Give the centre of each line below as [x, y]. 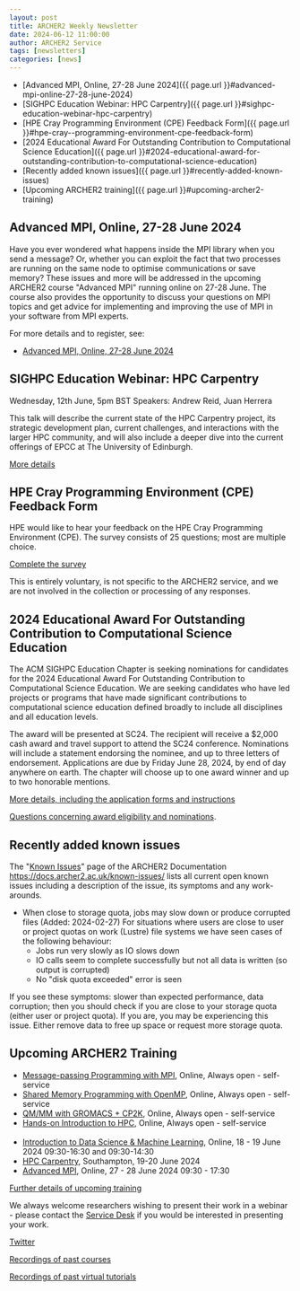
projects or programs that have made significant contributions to [128, 698]
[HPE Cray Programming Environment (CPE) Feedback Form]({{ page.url [156, 123]
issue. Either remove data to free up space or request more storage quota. [146, 1025]
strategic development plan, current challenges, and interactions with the [144, 427]
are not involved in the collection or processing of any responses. [130, 591]
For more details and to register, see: [77, 333]
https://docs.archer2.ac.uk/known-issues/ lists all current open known [139, 876]
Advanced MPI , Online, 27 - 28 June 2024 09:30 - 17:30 [126, 1170]
